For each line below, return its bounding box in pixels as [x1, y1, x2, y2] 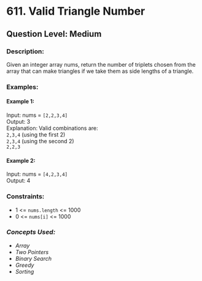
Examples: [6, 83, 39, 91]
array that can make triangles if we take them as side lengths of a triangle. [6, 67, 194, 75]
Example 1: [6, 98, 35, 105]
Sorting [15, 268, 34, 275]
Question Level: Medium [6, 29, 102, 39]
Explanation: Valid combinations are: [6, 124, 98, 132]
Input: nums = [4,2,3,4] [6, 170, 68, 178]
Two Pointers [15, 248, 49, 255]
